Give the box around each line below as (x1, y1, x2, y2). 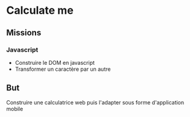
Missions (6, 28, 42, 38)
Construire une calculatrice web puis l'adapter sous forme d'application (6, 98, 185, 106)
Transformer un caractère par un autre (14, 65, 111, 73)
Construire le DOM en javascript (14, 59, 95, 66)
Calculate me (6, 4, 74, 17)
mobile (6, 105, 24, 112)
